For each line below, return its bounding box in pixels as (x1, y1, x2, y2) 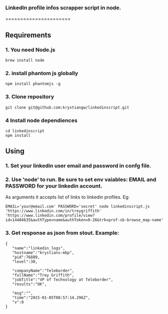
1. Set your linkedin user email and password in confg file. (5, 162, 152, 170)
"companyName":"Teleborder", (12, 268, 74, 273)
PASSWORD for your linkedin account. (5, 182, 102, 190)
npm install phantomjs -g (5, 81, 60, 86)
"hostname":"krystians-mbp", (12, 250, 74, 255)
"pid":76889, (12, 254, 40, 260)
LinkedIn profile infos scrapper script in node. (5, 4, 121, 11)
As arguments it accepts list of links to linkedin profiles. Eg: (5, 194, 130, 200)
